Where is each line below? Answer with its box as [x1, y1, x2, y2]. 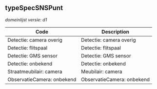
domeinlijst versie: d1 [5, 17, 47, 22]
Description [101, 28, 130, 35]
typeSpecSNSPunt [5, 4, 63, 12]
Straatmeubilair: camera [7, 68, 62, 75]
